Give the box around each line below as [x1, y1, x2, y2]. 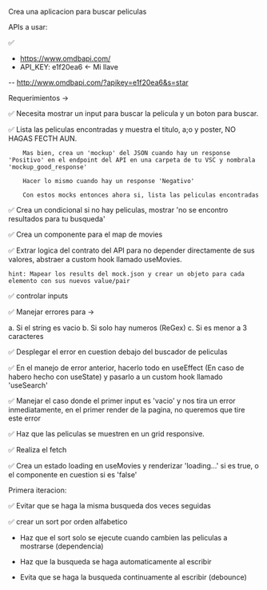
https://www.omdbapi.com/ [19, 54, 111, 63]
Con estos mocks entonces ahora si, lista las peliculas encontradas [22, 191, 260, 199]
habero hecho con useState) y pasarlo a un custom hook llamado [8, 372, 223, 381]
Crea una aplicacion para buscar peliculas [8, 7, 147, 16]
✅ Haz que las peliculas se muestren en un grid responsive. [8, 429, 205, 438]
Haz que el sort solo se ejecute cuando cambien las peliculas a [19, 533, 228, 542]
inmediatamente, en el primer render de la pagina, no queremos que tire [8, 405, 245, 414]
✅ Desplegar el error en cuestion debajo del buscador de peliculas [8, 347, 228, 357]
